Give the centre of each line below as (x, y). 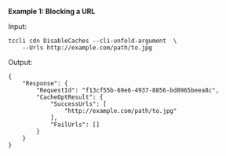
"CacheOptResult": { (70, 97)
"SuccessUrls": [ (78, 104)
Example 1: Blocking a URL (52, 11)
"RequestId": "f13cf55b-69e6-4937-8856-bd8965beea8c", (128, 90)
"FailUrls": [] (75, 125)
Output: (20, 62)
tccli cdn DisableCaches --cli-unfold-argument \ (93, 41)
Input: (18, 26)
